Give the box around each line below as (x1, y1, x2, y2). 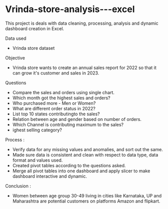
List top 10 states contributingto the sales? (12, 111, 100, 117)
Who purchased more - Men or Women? (12, 100, 96, 106)
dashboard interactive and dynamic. (12, 173, 87, 179)
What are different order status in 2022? (12, 105, 96, 111)
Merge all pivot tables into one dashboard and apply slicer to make (12, 168, 150, 174)
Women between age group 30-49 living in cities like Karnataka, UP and (12, 192, 162, 198)
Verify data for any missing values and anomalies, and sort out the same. (12, 146, 163, 152)
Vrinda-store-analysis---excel (5, 4, 135, 15)
